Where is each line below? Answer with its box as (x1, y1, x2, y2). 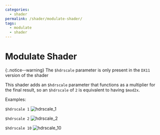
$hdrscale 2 (5, 116, 30, 121)
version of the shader (5, 72, 49, 78)
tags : (5, 21, 16, 26)
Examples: (5, 96, 26, 102)
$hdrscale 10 (5, 126, 32, 131)
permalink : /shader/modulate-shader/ (5, 16, 83, 21)
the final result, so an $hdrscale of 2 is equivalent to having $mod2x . (5, 87, 140, 93)
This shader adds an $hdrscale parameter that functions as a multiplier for (5, 82, 156, 88)
